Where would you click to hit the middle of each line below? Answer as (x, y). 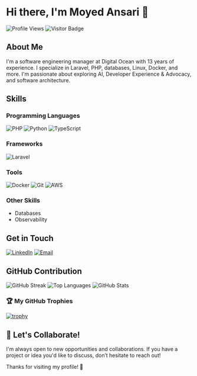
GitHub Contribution (44, 271)
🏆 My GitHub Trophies (40, 301)
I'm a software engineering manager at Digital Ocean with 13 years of (90, 61)
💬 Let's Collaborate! (43, 335)
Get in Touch (30, 238)
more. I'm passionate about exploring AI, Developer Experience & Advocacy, (99, 74)
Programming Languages (43, 116)
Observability (31, 220)
